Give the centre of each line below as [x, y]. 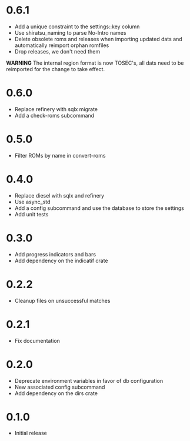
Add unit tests [31, 214]
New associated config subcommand [60, 387]
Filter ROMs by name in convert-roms [60, 155]
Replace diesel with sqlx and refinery [59, 195]
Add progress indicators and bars [55, 254]
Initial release [31, 433]
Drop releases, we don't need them [57, 51]
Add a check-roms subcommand [54, 115]
